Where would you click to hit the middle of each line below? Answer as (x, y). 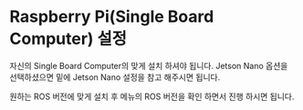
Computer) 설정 (68, 39)
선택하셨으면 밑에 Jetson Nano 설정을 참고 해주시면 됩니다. (115, 77)
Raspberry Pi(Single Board (112, 17)
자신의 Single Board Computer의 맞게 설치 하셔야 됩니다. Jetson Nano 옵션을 (149, 65)
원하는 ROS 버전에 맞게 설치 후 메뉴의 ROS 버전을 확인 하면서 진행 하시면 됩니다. (152, 96)
